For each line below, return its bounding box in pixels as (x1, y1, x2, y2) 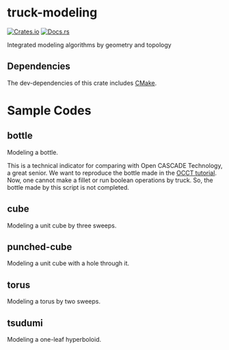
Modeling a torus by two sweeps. (7, 297, 101, 305)
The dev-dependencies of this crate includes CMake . (7, 79, 157, 87)
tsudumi (7, 317, 43, 329)
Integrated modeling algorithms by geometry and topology (7, 40, 172, 49)
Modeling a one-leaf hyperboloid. (7, 336, 102, 343)
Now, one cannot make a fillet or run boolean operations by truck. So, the (7, 176, 213, 184)
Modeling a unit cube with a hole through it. (7, 259, 130, 268)
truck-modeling (7, 5, 98, 21)
